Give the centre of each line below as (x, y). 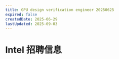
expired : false (21, 14)
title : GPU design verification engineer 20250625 (60, 10)
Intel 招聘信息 (34, 50)
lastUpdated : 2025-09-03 (31, 24)
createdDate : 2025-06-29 (31, 19)
